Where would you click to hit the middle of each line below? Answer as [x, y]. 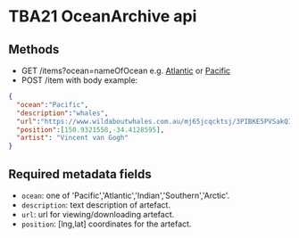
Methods [34, 49]
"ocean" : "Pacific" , [53, 104]
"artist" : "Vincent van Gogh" [72, 138]
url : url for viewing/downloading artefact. [98, 214]
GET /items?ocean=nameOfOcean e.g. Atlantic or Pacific [126, 70]
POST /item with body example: [79, 80]
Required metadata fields [80, 174]
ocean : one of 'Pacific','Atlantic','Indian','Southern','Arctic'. [125, 195]
